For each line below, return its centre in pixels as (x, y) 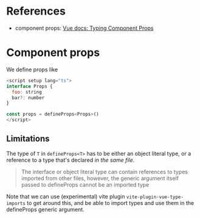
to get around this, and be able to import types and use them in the (111, 203)
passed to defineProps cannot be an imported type (85, 184)
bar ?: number (28, 98)
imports (16, 203)
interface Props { (29, 86)
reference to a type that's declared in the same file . (71, 160)
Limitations (28, 139)
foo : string (27, 92)
